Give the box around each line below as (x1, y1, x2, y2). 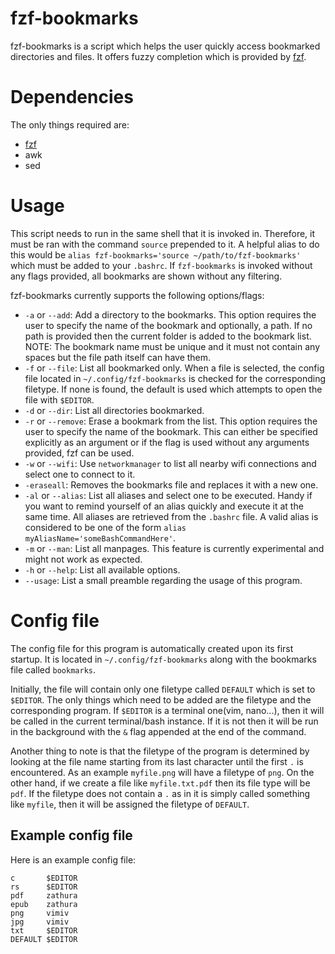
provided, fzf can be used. (24, 447, 135, 459)
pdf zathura (10, 890, 78, 901)
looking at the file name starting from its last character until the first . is (10, 755, 304, 767)
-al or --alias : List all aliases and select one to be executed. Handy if (24, 489, 313, 501)
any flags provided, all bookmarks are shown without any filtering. (10, 270, 283, 282)
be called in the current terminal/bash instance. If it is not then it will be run (10, 715, 319, 727)
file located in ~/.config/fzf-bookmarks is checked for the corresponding (24, 372, 327, 384)
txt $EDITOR (10, 925, 78, 936)
